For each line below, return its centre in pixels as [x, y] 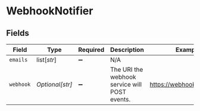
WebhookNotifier [50, 11]
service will [126, 84]
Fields [18, 33]
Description [127, 50]
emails [18, 60]
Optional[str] [54, 84]
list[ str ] [46, 60]
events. [120, 99]
